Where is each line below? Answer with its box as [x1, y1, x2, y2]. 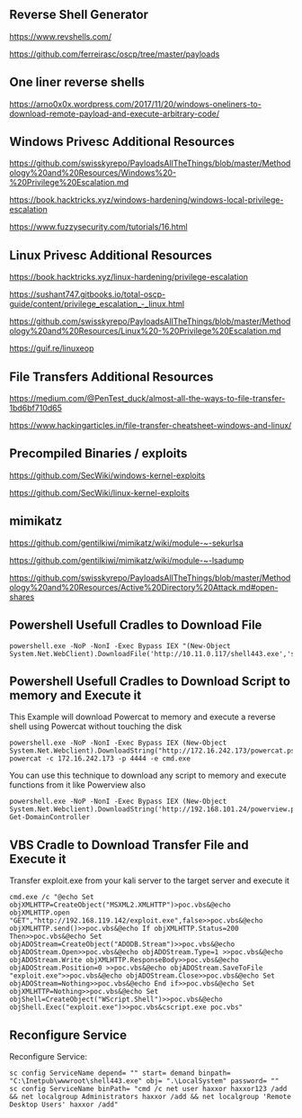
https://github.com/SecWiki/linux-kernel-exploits [9, 487, 191, 498]
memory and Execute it [9, 688, 142, 703]
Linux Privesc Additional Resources [9, 248, 213, 263]
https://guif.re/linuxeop [9, 343, 94, 354]
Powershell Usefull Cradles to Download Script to [9, 673, 290, 689]
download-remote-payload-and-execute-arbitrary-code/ [9, 108, 220, 119]
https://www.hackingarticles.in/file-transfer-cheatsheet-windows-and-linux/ [9, 420, 292, 431]
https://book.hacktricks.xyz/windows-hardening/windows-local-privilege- [9, 194, 284, 205]
